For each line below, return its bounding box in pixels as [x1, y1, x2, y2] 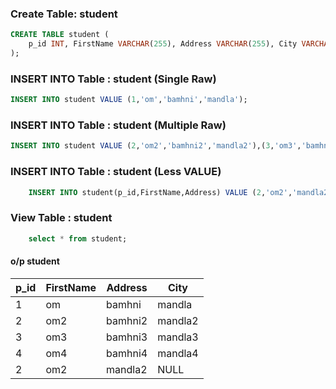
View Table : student [10, 211, 113, 225]
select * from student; [28, 233, 128, 244]
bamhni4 [106, 346, 148, 360]
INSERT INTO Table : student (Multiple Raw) [10, 118, 227, 132]
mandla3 [157, 330, 199, 344]
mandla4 [157, 346, 199, 360]
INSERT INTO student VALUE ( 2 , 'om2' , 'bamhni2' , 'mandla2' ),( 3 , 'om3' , [10, 141, 302, 151]
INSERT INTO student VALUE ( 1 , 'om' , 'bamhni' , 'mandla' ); [10, 95, 248, 105]
